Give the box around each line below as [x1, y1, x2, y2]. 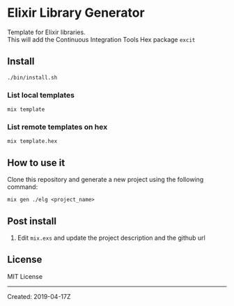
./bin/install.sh [7, 74, 58, 81]
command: [7, 183, 38, 191]
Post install [7, 215, 57, 227]
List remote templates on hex [7, 122, 108, 132]
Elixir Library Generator [7, 5, 145, 21]
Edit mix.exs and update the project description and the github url [17, 234, 205, 242]
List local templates [7, 90, 75, 100]
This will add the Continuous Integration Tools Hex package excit [7, 35, 196, 43]
